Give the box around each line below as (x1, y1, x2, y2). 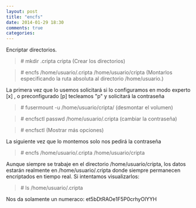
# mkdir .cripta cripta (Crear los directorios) (20, 58, 126, 65)
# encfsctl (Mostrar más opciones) (20, 127, 104, 134)
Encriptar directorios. (6, 46, 57, 53)
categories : (6, 30, 35, 36)
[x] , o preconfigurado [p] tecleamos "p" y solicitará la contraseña (6, 93, 165, 100)
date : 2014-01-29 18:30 (6, 19, 64, 25)
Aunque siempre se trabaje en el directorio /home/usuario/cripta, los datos (6, 161, 186, 168)
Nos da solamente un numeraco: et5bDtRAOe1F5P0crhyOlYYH (6, 196, 157, 203)
